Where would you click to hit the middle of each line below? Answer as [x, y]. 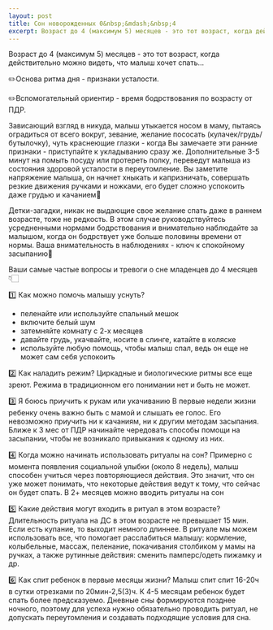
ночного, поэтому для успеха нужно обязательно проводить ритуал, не [133, 609]
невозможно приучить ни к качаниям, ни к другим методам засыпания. [134, 421]
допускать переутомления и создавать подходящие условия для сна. [130, 618]
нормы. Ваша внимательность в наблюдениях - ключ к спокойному [127, 245]
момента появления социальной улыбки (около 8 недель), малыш [123, 467]
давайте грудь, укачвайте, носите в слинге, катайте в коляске [128, 340]
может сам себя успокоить [67, 357]
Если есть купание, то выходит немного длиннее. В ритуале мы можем [133, 529]
